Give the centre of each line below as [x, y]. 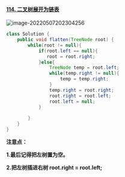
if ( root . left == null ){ [68, 51]
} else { [47, 62]
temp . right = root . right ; [81, 90]
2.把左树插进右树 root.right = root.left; [54, 167]
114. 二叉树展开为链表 [33, 9]
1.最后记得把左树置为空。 [37, 155]
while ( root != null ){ [55, 45]
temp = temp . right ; [84, 79]
